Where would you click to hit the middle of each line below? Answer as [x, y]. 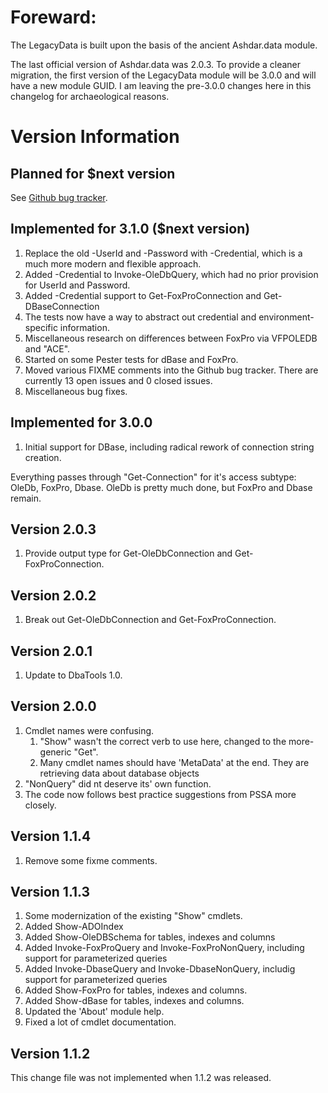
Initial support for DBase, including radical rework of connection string [169, 447]
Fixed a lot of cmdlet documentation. [100, 1022]
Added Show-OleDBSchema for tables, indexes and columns [150, 937]
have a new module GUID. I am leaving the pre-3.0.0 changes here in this [161, 85]
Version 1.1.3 [50, 892]
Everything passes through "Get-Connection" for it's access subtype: [153, 477]
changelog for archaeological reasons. [90, 96]
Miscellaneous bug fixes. [76, 391]
